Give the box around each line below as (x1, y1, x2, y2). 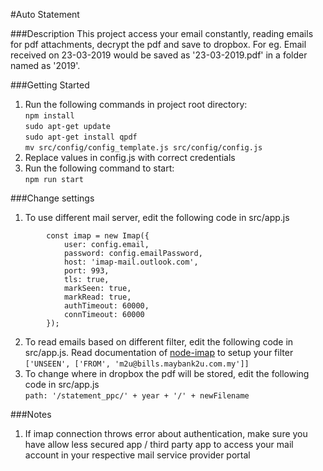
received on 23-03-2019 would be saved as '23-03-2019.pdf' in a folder (10, 49, 308, 61)
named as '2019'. (10, 60, 81, 71)
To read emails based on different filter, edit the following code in (24, 336, 294, 348)
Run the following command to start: (24, 162, 175, 174)
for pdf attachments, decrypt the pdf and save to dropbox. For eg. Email (10, 39, 307, 50)
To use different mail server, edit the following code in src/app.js (24, 212, 290, 223)
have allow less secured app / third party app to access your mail (24, 439, 294, 450)
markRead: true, (63, 292, 132, 302)
